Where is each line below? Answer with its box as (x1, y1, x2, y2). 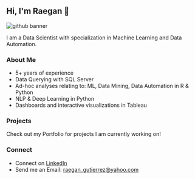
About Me (6, 55, 36, 64)
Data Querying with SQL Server (15, 76, 94, 83)
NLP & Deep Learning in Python (15, 95, 95, 103)
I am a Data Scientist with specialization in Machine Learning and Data (6, 34, 182, 41)
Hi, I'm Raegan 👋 (6, 6, 70, 16)
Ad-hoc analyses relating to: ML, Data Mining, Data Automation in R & (15, 83, 190, 90)
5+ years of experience (15, 69, 74, 76)
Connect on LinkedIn (15, 159, 67, 167)
